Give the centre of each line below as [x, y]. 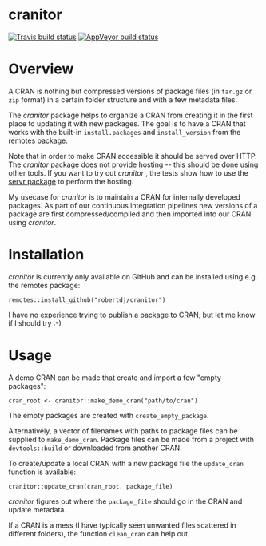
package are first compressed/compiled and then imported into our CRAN [130, 214]
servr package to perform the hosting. [71, 181]
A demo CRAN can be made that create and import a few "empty [115, 378]
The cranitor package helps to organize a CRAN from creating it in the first [131, 115]
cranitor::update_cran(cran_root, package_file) [91, 486]
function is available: [42, 472]
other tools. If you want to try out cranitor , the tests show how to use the [129, 172]
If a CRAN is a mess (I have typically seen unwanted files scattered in [123, 525]
